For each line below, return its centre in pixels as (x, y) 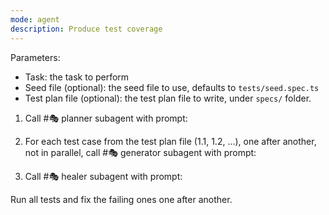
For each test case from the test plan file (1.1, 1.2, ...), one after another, (170, 141)
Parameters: (35, 57)
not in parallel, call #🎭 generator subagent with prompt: (140, 152)
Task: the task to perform (77, 77)
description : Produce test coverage (86, 29)
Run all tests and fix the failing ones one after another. (121, 199)
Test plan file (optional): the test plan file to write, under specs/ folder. (168, 98)
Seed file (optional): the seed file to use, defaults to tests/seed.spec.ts (172, 87)
